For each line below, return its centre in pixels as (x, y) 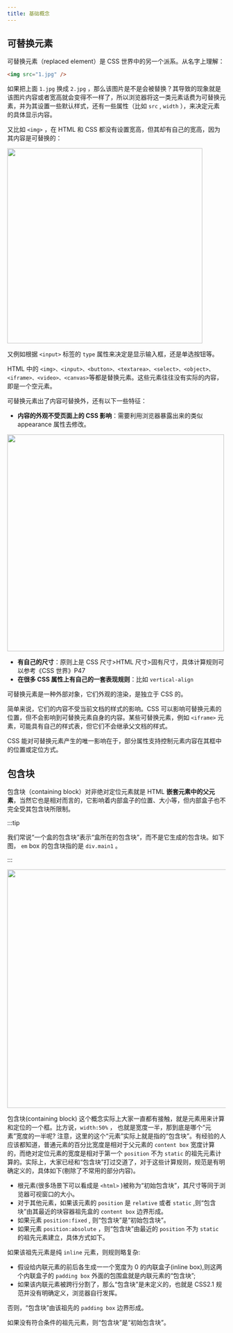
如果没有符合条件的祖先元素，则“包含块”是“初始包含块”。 (88, 1323)
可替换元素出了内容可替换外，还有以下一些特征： (77, 401)
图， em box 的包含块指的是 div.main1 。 (64, 846)
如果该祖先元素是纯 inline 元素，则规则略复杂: (74, 1253)
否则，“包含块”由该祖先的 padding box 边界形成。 (77, 1308)
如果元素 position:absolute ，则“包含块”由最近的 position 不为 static (118, 1229)
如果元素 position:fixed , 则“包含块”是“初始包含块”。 (93, 1220)
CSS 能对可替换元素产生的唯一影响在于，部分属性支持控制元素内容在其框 (112, 741)
